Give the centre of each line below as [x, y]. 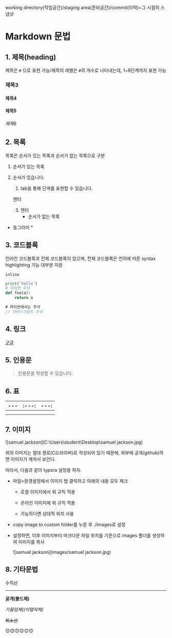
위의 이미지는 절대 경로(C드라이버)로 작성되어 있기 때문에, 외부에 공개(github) [82, 453]
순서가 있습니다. [28, 177]
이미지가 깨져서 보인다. [33, 459]
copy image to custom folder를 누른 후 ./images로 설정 [69, 525]
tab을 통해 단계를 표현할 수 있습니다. [57, 188]
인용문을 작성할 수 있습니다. [45, 373]
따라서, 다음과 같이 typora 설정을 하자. [44, 470]
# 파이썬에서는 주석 [23, 307]
